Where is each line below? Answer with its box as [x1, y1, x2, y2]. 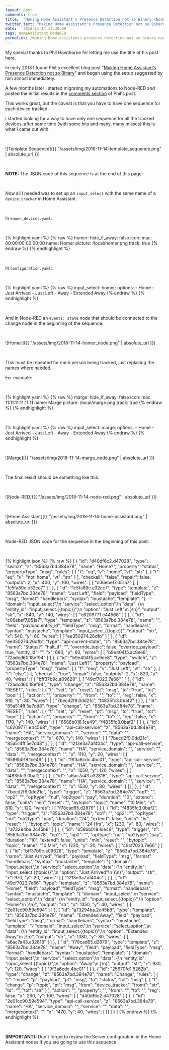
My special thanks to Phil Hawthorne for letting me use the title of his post [5, 49, 158, 56]
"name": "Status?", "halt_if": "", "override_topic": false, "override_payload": [5, 643, 160, 649]
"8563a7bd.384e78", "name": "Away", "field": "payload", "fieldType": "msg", [5, 944, 163, 950]
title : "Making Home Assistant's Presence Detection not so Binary [5, 17, 152, 22]
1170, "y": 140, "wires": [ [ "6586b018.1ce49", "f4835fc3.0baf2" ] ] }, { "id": [5, 719, 159, 725]
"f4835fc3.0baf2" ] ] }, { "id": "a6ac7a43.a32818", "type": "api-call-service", [5, 772, 163, 778]
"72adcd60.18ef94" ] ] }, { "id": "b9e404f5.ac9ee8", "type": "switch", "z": [5, 655, 157, 661]
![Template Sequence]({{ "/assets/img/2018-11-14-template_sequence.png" [5, 145, 162, 152]
